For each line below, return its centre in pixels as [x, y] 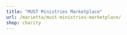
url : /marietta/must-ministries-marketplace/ [63, 17]
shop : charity [24, 23]
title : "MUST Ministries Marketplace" [54, 12]
